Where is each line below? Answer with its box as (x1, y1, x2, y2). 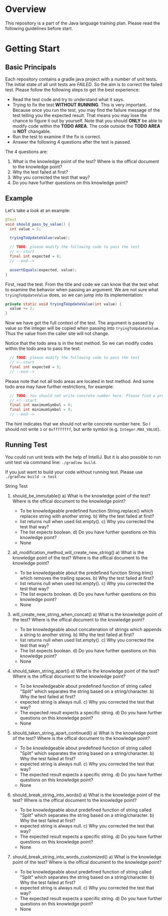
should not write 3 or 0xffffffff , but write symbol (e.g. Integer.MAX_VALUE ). (5, 426, 161, 432)
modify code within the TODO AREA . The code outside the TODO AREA (12, 123, 160, 129)
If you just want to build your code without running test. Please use (5, 469, 143, 475)
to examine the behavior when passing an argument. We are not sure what (5, 286, 158, 292)
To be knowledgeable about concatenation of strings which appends (19, 626, 161, 632)
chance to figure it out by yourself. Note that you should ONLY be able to (12, 118, 162, 124)
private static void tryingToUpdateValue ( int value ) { (5, 301, 122, 306)
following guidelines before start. (5, 25, 73, 31)
